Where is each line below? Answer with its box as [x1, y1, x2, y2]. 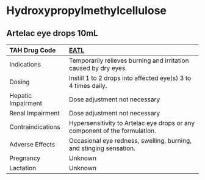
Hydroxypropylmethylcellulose [6, 4, 167, 18]
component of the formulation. [69, 126, 157, 135]
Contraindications [9, 123, 60, 131]
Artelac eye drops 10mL [6, 28, 99, 38]
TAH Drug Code [9, 46, 56, 54]
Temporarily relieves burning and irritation [69, 56, 189, 65]
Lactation [9, 164, 37, 172]
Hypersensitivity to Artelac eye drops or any [69, 119, 195, 127]
